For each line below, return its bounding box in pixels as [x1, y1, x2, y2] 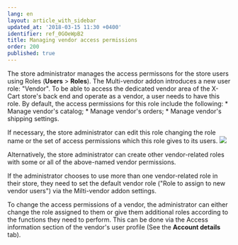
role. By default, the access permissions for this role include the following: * [7, 99, 229, 108]
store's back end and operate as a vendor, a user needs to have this [21, 91, 220, 100]
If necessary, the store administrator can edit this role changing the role [7, 128, 216, 137]
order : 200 [7, 43, 40, 50]
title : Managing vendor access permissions [7, 37, 138, 44]
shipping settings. [7, 114, 59, 122]
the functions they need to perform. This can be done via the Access [7, 215, 209, 224]
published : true [7, 50, 55, 57]
